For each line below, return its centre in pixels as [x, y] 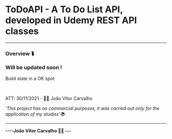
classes [22, 31]
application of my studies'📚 [35, 114]
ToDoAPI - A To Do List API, [64, 9]
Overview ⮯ [20, 53]
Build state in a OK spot [30, 78]
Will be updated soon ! [34, 67]
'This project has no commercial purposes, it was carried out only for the [82, 108]
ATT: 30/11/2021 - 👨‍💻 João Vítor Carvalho [49, 98]
